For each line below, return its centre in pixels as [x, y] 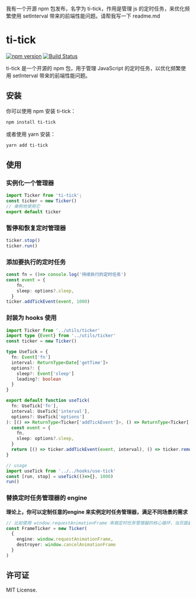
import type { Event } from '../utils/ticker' [61, 336]
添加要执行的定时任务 [36, 262]
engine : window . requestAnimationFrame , [65, 539]
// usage [17, 465]
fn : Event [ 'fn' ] [31, 357]
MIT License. [22, 590]
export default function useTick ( [48, 401]
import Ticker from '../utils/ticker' [53, 330]
